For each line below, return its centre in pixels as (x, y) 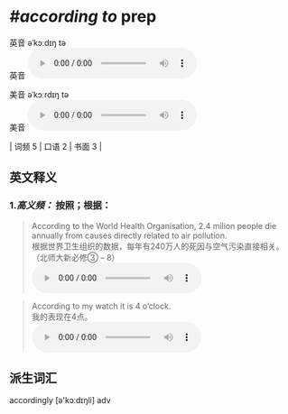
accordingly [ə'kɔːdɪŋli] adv (60, 400)
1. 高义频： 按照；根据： (60, 206)
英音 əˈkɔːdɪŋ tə (37, 42)
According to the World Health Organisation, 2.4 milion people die (154, 225)
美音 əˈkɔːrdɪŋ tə (39, 94)
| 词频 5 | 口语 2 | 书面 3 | (56, 146)
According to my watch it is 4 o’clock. (101, 306)
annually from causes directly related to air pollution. (129, 235)
